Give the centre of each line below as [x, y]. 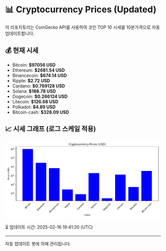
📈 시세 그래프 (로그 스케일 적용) [51, 129]
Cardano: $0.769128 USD [39, 86]
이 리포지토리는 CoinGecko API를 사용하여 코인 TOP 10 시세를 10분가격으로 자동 [83, 27]
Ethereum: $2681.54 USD [39, 70]
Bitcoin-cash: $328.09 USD [41, 112]
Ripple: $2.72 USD [31, 81]
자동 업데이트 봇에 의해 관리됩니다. [38, 244]
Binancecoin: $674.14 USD [40, 75]
